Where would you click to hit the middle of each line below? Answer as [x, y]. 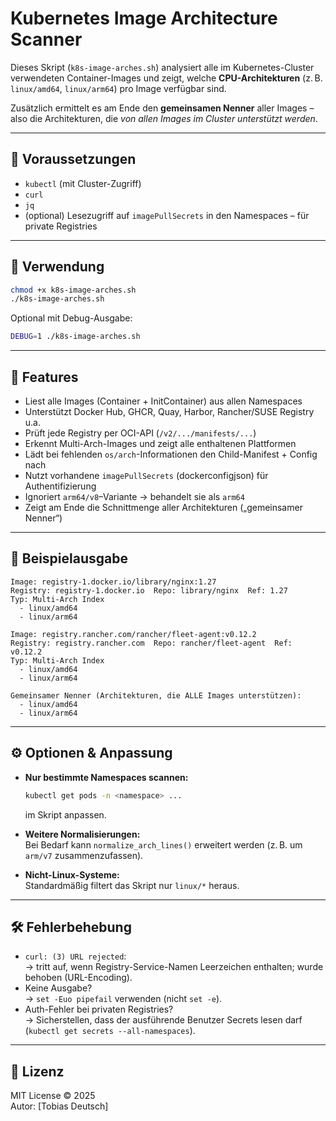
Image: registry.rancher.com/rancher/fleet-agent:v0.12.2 [133, 634]
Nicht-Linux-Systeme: [72, 874]
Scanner [46, 39]
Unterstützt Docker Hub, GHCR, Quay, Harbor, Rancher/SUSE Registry [169, 411]
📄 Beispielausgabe [69, 558]
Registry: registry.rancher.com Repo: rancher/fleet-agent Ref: [151, 643]
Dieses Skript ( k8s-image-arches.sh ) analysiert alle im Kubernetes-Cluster [162, 67]
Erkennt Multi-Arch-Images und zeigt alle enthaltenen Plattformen [160, 443]
